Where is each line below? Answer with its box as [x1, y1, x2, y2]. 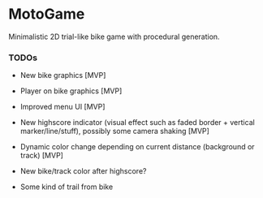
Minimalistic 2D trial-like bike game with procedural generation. [8, 32, 221, 41]
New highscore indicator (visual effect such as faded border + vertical [19, 118, 256, 127]
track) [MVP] [19, 151, 63, 161]
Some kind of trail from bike [19, 182, 114, 192]
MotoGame [8, 5, 85, 24]
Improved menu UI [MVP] [19, 102, 106, 112]
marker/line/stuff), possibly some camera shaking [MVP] [19, 127, 209, 136]
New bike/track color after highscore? [19, 166, 147, 176]
